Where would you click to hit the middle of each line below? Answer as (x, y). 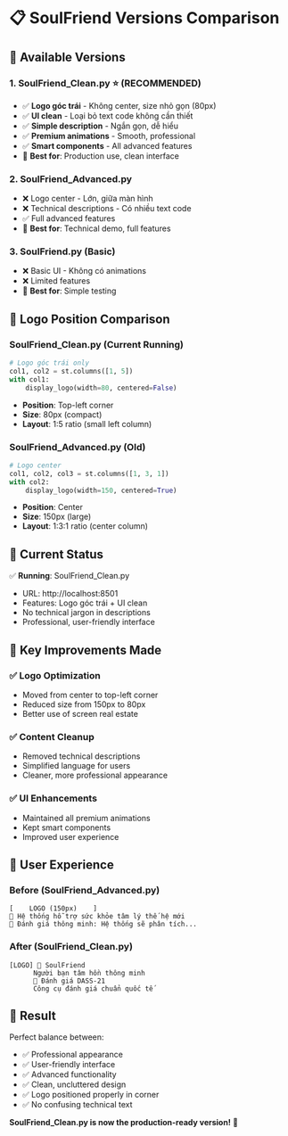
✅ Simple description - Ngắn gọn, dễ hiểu (100, 126)
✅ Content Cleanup (52, 737)
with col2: (29, 482)
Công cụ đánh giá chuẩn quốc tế (93, 988)
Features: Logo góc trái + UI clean (85, 603)
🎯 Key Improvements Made (86, 650)
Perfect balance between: (57, 1037)
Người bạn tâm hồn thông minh (89, 973)
